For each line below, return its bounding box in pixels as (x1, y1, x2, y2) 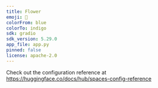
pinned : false (6, 47, 42, 53)
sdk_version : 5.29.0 (6, 36, 58, 42)
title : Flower (6, 8, 42, 15)
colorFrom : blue (6, 19, 47, 25)
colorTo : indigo (6, 25, 47, 31)
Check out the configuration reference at (6, 69, 107, 76)
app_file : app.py (6, 42, 49, 48)
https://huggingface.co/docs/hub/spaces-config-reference (6, 75, 152, 82)
